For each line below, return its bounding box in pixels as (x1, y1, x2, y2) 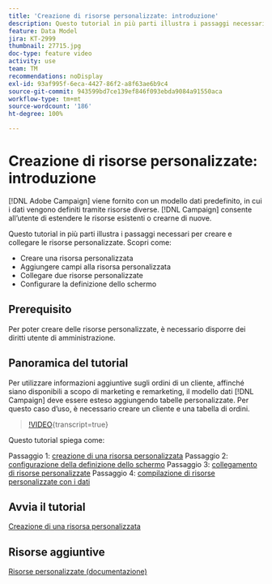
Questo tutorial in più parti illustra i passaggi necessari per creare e (8, 229, 232, 238)
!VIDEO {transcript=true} (28, 419, 109, 429)
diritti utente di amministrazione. (8, 333, 116, 342)
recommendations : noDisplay (8, 72, 104, 80)
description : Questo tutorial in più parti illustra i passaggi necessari (8, 19, 266, 28)
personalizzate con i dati (8, 476, 91, 487)
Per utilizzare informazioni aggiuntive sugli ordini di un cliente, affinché (8, 378, 244, 388)
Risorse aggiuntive (8, 545, 105, 559)
